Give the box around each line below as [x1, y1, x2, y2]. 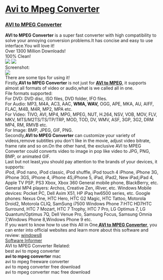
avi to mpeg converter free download [5, 264, 80, 270]
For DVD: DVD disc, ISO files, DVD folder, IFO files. [5, 95, 107, 102]
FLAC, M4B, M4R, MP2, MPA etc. [5, 106, 72, 112]
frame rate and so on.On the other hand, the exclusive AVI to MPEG [5, 143, 141, 149]
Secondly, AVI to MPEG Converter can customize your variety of [5, 133, 135, 139]
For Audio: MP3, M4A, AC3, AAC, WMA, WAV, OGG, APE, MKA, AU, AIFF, [5, 101, 154, 107]
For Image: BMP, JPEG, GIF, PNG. [5, 127, 73, 133]
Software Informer [5, 237, 42, 243]
